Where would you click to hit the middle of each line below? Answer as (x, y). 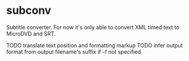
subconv (29, 11)
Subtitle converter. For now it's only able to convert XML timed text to (93, 27)
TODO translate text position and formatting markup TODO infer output (94, 45)
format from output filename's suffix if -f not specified (74, 51)
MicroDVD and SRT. (31, 33)
